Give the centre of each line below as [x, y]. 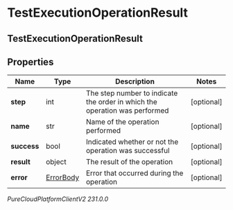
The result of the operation [129, 162]
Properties [31, 62]
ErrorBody [63, 177]
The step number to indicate [132, 93]
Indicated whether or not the [132, 142]
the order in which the [121, 102]
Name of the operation [122, 122]
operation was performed [127, 111]
